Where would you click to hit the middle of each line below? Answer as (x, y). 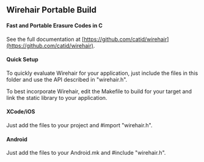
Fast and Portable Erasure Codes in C (54, 25)
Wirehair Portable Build (51, 10)
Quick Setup (22, 60)
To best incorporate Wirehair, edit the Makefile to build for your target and (99, 91)
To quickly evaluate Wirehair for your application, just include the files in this (102, 73)
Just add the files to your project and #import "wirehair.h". (79, 125)
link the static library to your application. (57, 97)
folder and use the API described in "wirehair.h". (67, 79)
